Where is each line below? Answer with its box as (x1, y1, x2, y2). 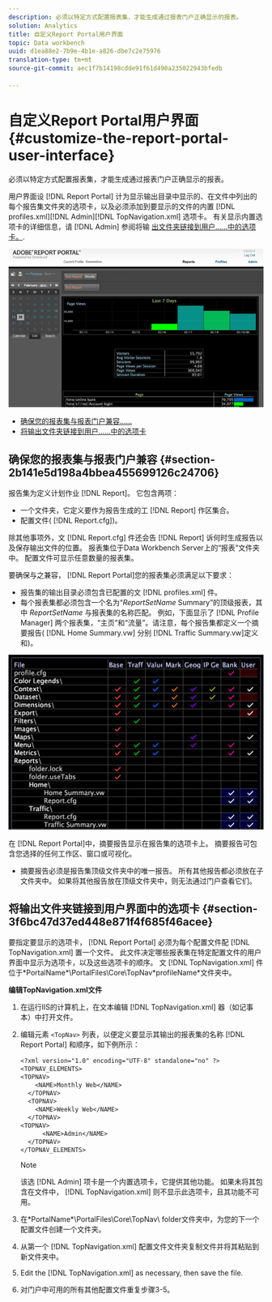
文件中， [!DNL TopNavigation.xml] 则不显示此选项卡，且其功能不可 (34, 1187, 260, 1197)
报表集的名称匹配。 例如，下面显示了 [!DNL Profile (91, 608, 259, 617)
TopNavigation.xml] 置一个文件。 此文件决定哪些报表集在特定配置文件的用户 (8, 948, 261, 958)
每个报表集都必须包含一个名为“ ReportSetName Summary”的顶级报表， (19, 598, 257, 607)
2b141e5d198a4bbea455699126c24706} (8, 466, 220, 480)
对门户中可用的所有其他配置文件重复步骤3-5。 (19, 1285, 175, 1295)
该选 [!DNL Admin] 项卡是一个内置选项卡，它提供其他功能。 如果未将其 (19, 1177, 257, 1187)
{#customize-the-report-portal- (8, 129, 229, 147)
